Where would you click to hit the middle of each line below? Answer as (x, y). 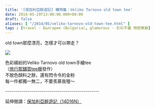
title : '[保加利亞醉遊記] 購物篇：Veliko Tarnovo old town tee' (69, 10)
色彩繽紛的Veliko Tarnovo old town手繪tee (48, 63)
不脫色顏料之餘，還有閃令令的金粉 (40, 75)
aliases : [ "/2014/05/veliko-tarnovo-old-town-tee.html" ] (68, 24)
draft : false (19, 19)
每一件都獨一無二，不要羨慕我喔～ (40, 81)
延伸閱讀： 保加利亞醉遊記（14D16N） (43, 102)
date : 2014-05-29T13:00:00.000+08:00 (44, 14)
